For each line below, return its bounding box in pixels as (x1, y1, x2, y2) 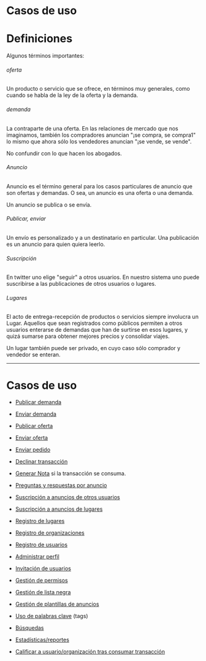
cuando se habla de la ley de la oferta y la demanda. (6, 91, 139, 99)
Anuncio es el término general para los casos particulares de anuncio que (6, 182, 193, 190)
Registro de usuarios (15, 541, 68, 549)
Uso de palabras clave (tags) (15, 613, 88, 620)
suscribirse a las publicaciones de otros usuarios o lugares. (6, 280, 156, 288)
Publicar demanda (15, 399, 62, 406)
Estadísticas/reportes (15, 636, 69, 644)
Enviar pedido (15, 446, 51, 454)
